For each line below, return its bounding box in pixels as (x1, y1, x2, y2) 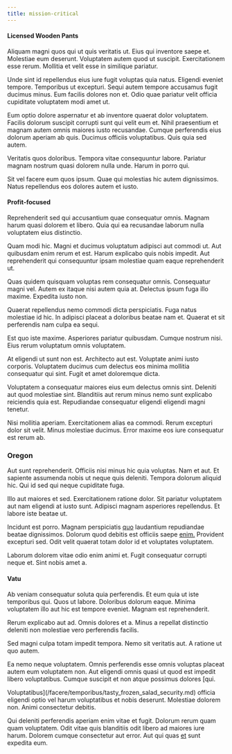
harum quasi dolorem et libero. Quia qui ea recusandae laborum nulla (7, 221, 204, 229)
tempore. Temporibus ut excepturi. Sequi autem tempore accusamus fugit (7, 83, 218, 91)
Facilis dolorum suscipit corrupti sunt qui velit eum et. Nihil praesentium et (7, 118, 219, 126)
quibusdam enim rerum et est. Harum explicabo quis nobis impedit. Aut (7, 249, 210, 258)
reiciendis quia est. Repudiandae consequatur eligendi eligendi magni (7, 398, 206, 407)
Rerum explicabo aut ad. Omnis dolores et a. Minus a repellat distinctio (7, 618, 209, 626)
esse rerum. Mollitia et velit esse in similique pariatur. (7, 62, 159, 70)
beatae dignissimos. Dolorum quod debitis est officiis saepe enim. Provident (7, 530, 224, 539)
